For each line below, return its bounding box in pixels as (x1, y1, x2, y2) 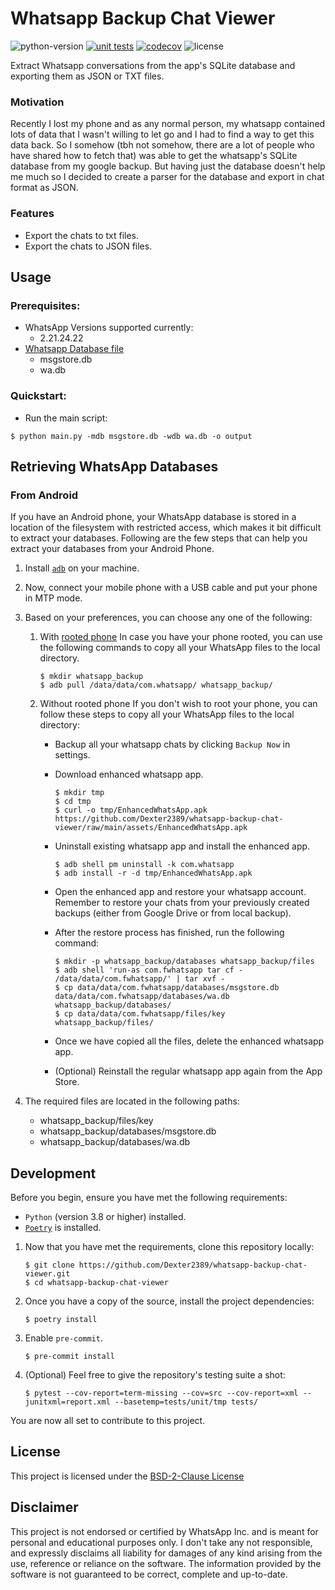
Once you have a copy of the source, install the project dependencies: (24, 1295, 315, 1307)
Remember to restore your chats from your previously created (54, 897, 310, 909)
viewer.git (24, 1269, 71, 1279)
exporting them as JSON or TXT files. (10, 70, 165, 82)
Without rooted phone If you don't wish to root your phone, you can (39, 698, 318, 710)
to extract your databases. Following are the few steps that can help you (10, 532, 308, 544)
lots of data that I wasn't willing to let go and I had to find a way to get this (10, 128, 315, 141)
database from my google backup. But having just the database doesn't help (10, 160, 326, 172)
